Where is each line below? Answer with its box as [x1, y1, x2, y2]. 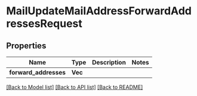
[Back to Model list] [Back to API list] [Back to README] [6, 83, 143, 91]
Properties [6, 41, 47, 51]
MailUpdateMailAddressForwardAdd [6, 4, 192, 18]
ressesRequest [6, 17, 82, 30]
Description [91, 58, 127, 66]
